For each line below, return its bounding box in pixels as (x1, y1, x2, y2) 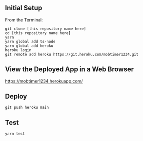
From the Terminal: (5, 17, 43, 22)
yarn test (5, 131, 25, 136)
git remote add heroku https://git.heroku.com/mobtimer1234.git (5, 52, 139, 57)
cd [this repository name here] (5, 30, 71, 36)
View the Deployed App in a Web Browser (5, 65, 134, 74)
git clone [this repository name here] (5, 26, 86, 31)
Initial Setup (5, 4, 42, 12)
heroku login (5, 47, 32, 53)
